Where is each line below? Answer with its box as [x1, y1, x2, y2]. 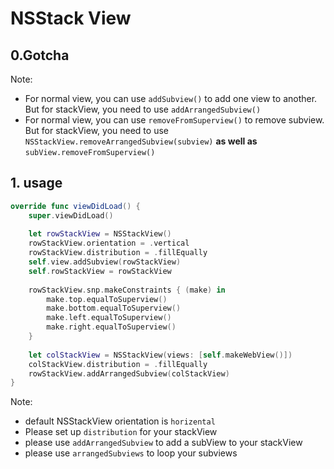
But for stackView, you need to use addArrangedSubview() [24, 103, 262, 115]
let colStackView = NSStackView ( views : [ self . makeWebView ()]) [28, 350, 293, 360]
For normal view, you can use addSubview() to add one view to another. [24, 93, 318, 104]
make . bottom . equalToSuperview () [46, 303, 182, 314]
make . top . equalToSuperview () [46, 294, 168, 304]
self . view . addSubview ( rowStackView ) [28, 257, 182, 267]
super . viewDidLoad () [28, 210, 114, 221]
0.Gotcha [10, 47, 70, 64]
